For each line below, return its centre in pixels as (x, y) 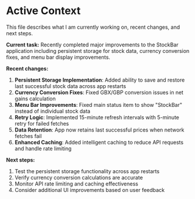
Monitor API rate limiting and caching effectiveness (76, 184)
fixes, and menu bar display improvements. (58, 57)
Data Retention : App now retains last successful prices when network (100, 130)
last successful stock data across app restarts (70, 86)
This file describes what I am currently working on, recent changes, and (93, 27)
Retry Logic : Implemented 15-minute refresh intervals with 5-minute (97, 117)
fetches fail (28, 136)
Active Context (43, 11)
